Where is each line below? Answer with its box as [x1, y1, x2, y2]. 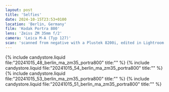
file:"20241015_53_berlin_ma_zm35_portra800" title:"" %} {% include [5, 75, 150, 81]
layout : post [5, 7, 33, 13]
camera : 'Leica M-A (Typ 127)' [5, 36, 71, 41]
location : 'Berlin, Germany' [5, 21, 67, 27]
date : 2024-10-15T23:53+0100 [5, 17, 67, 22]
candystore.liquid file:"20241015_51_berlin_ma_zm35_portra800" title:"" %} [5, 81, 162, 87]
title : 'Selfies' [5, 12, 42, 17]
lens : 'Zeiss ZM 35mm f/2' [5, 31, 62, 36]
